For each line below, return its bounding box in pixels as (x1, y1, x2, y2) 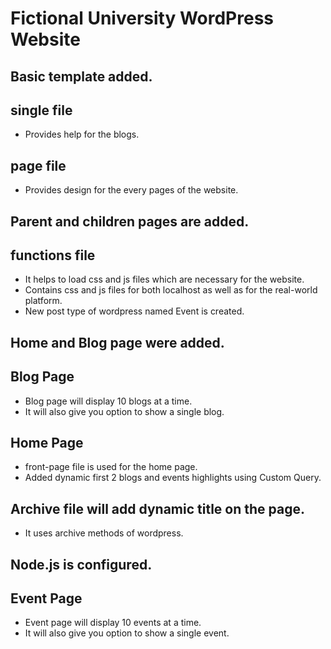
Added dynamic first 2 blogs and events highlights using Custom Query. (24, 472, 322, 484)
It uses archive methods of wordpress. (24, 527, 184, 539)
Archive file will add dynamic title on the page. (10, 500, 305, 517)
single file (10, 102, 73, 119)
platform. (24, 295, 63, 307)
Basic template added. (10, 68, 153, 85)
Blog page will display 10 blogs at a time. (24, 395, 193, 407)
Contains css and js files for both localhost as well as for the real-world (24, 284, 318, 296)
